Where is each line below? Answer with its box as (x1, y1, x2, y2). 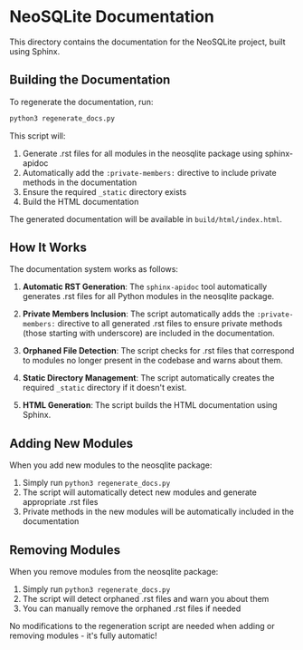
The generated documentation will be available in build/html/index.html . (9, 213, 283, 224)
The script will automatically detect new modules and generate (22, 487, 258, 498)
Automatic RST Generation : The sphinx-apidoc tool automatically (22, 281, 268, 292)
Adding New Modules (9, 435, 134, 451)
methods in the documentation (22, 177, 137, 188)
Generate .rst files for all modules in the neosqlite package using (22, 148, 263, 159)
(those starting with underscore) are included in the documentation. (22, 328, 276, 339)
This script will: (9, 130, 66, 141)
